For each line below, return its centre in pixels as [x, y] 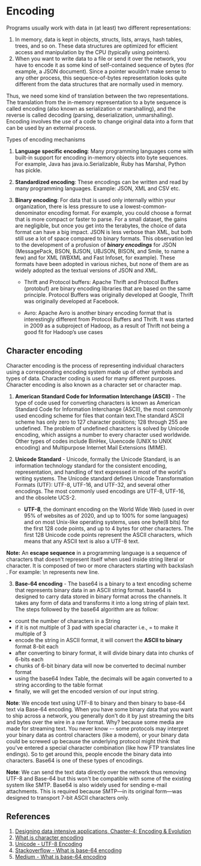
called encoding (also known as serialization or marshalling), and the [91, 108]
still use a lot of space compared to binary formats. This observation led [104, 238]
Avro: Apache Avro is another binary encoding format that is [98, 313]
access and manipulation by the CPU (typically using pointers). [93, 52]
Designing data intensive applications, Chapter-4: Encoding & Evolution [103, 831]
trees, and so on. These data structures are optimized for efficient [96, 46]
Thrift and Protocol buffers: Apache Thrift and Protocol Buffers [101, 282]
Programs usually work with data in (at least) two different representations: [99, 28]
